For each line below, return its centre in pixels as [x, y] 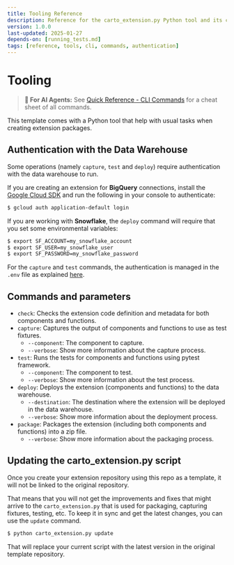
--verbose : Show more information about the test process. [111, 380]
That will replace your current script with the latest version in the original [111, 546]
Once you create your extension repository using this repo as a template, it [114, 477]
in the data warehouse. [61, 409]
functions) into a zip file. [52, 431]
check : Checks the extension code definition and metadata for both [113, 313]
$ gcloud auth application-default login [68, 207]
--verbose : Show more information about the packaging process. [121, 439]
